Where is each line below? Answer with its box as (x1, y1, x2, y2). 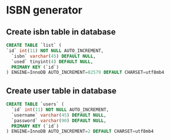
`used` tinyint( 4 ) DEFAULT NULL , (11, 59, 94, 64)
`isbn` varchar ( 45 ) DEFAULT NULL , (11, 53, 96, 59)
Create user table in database (6, 86, 116, 95)
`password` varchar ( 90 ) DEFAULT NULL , (11, 118, 107, 124)
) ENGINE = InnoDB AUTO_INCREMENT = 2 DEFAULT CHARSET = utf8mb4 (6, 128, 154, 135)
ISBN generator (6, 4, 83, 17)
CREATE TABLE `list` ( (6, 42, 62, 48)
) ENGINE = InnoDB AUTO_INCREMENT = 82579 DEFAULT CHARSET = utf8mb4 (6, 70, 165, 76)
